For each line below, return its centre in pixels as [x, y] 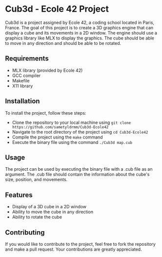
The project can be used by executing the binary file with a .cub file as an [79, 169]
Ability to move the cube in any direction [53, 212]
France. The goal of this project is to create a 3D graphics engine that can [79, 27]
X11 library [22, 86]
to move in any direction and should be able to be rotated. [63, 43]
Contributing [25, 232]
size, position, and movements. [36, 179]
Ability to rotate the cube [37, 217]
